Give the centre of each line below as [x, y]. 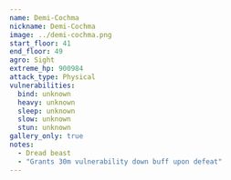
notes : [22, 145]
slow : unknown [44, 119]
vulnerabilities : [42, 85]
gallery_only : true [47, 136]
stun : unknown [44, 128]
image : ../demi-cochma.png [61, 35]
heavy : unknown [47, 102]
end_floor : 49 [37, 52]
